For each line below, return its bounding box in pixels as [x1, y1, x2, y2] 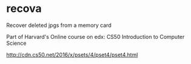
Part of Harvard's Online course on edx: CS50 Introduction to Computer [6, 33, 185, 40]
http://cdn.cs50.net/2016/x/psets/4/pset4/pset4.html [6, 51, 138, 58]
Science [6, 39, 27, 47]
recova [6, 2, 42, 16]
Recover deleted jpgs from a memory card [6, 22, 112, 29]
